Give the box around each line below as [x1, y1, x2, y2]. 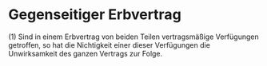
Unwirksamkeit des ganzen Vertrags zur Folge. [8, 49, 163, 58]
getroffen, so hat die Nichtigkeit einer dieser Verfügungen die [8, 40, 210, 49]
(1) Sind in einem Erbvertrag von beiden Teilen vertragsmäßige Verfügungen [8, 32, 259, 41]
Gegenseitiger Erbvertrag [8, 6, 181, 24]
